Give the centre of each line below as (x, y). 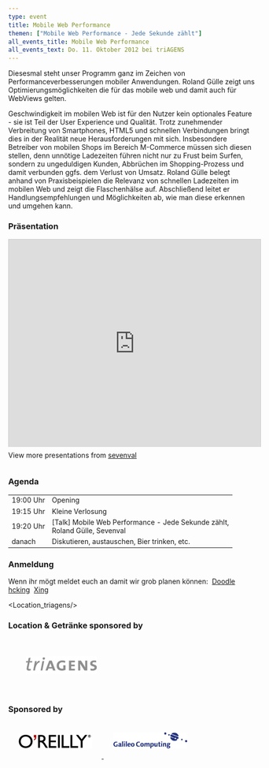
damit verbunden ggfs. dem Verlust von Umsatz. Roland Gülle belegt (119, 173)
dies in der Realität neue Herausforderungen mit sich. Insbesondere (118, 139)
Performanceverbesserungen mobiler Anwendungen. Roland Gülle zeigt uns (132, 82)
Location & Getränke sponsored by (76, 625)
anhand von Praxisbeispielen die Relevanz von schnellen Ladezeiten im (123, 181)
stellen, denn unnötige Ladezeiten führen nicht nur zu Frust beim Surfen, (126, 156)
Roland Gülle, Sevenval (88, 530)
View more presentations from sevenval (73, 455)
